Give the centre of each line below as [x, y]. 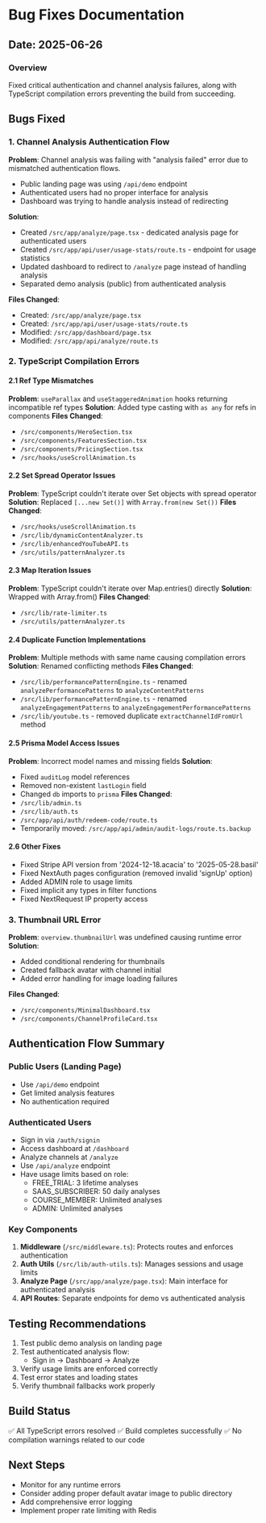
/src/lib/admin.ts [51, 803]
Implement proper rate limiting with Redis [88, 1510]
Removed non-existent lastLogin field [83, 785]
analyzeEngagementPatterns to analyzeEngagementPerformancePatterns [135, 707]
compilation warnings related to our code [77, 1440]
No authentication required [64, 1101]
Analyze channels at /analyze [69, 1157]
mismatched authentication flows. [64, 168]
